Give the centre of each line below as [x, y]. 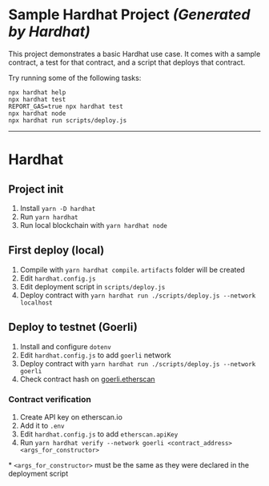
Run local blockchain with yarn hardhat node [94, 225]
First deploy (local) [56, 251]
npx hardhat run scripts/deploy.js [68, 120]
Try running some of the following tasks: [75, 78]
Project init [36, 189]
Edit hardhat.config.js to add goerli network [95, 355]
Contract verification [50, 400]
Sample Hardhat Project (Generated [129, 15]
